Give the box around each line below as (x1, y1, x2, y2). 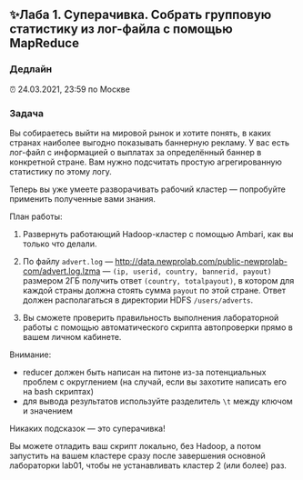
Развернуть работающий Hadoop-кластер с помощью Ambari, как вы (22, 228, 294, 239)
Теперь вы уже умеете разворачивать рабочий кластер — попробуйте (9, 184, 287, 195)
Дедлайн (9, 63, 53, 75)
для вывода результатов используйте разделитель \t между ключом (22, 395, 293, 406)
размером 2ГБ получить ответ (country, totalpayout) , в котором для (22, 275, 295, 285)
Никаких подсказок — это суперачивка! (9, 423, 166, 434)
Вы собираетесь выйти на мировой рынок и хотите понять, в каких (9, 127, 271, 138)
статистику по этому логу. (9, 165, 112, 176)
